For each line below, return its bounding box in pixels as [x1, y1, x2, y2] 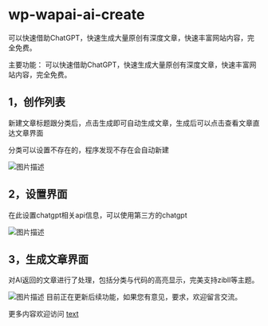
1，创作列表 [8, 96, 66, 109]
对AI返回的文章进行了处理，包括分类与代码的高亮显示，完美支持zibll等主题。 [8, 275, 259, 285]
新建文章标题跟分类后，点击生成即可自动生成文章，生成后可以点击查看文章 [8, 118, 253, 128]
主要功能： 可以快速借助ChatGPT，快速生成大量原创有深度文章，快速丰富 [8, 60, 250, 69]
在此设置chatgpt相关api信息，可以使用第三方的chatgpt [8, 210, 187, 220]
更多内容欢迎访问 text [8, 309, 79, 319]
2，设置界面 [8, 187, 68, 201]
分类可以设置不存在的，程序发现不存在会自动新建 [8, 145, 169, 155]
